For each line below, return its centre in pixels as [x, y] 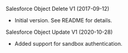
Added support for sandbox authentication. [68, 44]
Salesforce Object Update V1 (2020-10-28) [59, 32]
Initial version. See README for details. [63, 20]
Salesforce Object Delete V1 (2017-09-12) [58, 9]
